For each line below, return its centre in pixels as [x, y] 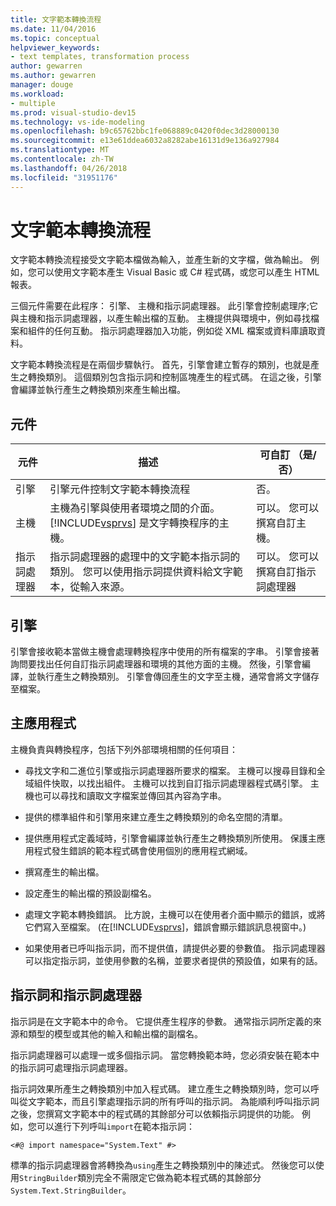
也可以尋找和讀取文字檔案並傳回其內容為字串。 [130, 795]
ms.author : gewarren [53, 76]
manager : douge [42, 85]
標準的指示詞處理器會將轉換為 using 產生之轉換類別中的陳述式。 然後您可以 [163, 1165]
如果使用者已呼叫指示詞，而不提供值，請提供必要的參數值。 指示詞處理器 [175, 948]
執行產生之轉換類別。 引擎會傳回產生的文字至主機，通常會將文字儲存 [178, 677]
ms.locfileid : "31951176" [64, 177]
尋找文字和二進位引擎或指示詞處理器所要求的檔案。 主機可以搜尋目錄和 [170, 770]
